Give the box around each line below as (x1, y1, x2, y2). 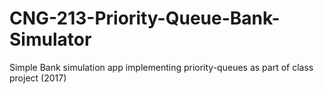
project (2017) (9, 72, 67, 84)
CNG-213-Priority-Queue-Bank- (9, 7, 281, 30)
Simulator (9, 28, 92, 51)
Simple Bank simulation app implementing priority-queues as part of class (9, 61, 314, 73)
